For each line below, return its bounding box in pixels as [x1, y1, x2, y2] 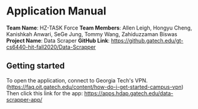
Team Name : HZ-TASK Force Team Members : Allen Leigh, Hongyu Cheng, [6, 24, 193, 31]
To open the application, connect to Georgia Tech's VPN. [6, 76, 148, 84]
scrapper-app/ [6, 96, 43, 103]
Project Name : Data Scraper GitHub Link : [6, 37, 110, 44]
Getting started [6, 61, 65, 71]
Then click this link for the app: [6, 89, 83, 97]
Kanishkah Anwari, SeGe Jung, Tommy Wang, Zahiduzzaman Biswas [6, 30, 177, 37]
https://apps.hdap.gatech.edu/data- [84, 89, 174, 97]
